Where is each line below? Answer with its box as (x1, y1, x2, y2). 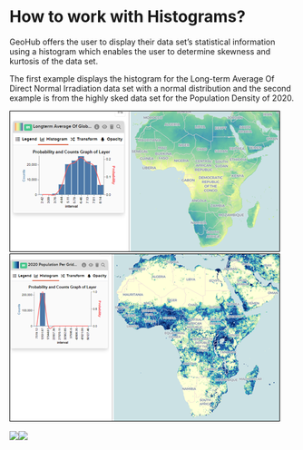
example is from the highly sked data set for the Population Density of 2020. (9, 93, 295, 103)
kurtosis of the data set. (9, 55, 98, 66)
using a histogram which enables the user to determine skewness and (9, 45, 271, 56)
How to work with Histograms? (9, 6, 247, 27)
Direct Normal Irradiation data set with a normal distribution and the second (9, 83, 292, 93)
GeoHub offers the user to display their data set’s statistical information (9, 36, 276, 47)
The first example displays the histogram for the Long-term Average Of (9, 73, 275, 83)
